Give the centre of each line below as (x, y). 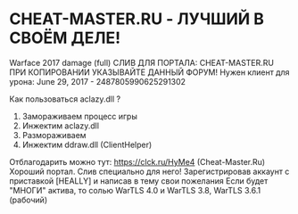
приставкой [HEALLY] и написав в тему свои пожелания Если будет (139, 181)
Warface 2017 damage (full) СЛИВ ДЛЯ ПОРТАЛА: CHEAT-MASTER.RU (142, 62)
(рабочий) (28, 200)
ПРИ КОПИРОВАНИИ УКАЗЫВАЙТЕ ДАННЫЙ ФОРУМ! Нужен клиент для (149, 72)
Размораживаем (54, 135)
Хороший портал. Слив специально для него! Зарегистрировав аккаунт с (149, 171)
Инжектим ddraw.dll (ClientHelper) (87, 144)
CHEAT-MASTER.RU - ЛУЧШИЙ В (137, 19)
